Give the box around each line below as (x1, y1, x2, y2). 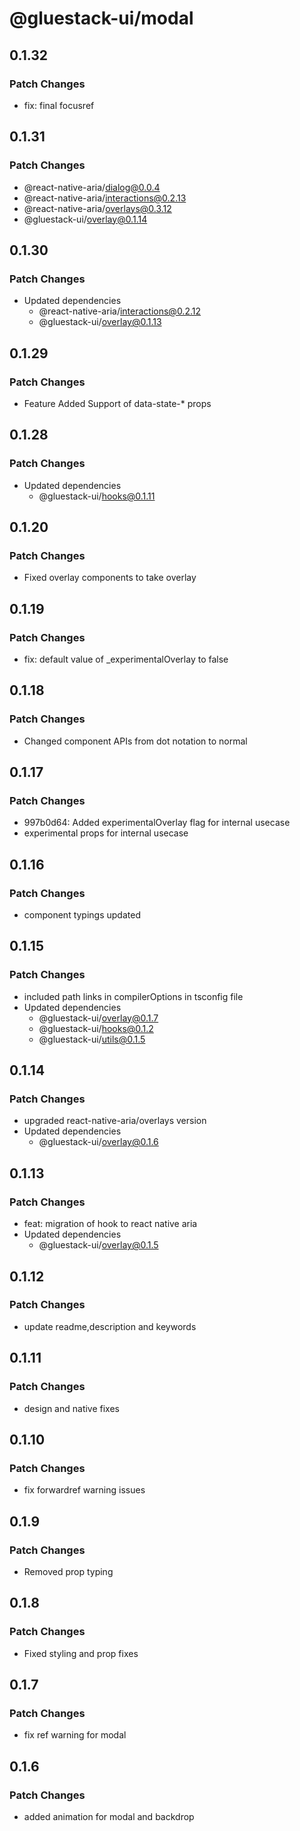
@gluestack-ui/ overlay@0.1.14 (23, 213, 148, 225)
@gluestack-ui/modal (9, 7, 194, 30)
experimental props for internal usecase (23, 827, 189, 839)
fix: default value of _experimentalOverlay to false (23, 653, 229, 665)
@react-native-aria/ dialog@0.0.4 (23, 181, 161, 193)
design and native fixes (23, 1402, 120, 1414)
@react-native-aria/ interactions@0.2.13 (23, 192, 187, 204)
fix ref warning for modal (23, 1729, 127, 1741)
